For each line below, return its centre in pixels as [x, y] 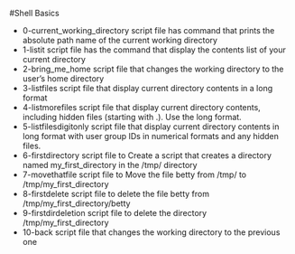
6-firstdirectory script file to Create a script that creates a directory [147, 155]
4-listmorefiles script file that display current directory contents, [142, 107]
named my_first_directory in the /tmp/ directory [110, 165]
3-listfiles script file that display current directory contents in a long [147, 88]
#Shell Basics [35, 13]
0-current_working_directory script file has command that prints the [148, 30]
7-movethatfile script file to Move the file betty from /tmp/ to [134, 174]
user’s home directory [63, 79]
